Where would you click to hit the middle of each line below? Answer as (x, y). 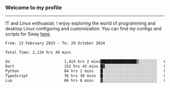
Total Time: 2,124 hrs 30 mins (38, 53)
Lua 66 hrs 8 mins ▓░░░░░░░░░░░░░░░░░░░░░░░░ (81, 80)
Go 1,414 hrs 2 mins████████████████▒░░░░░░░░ (81, 62)
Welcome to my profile (34, 8)
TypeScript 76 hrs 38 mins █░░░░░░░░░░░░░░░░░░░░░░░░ (81, 76)
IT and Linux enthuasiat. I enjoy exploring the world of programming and (80, 23)
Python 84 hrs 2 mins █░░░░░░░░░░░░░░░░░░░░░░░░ (81, 71)
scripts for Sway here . (28, 34)
